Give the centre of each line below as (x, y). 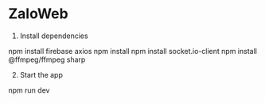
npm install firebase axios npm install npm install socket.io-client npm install (132, 51)
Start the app (41, 74)
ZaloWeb (39, 14)
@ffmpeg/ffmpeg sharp (47, 59)
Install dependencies (54, 36)
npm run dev (29, 90)
